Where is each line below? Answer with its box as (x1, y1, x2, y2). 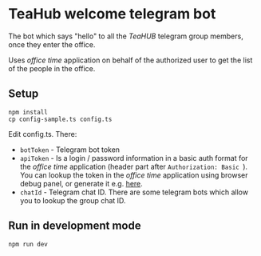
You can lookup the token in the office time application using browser (19, 170, 248, 180)
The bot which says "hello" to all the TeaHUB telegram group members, (8, 31, 243, 41)
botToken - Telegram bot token (19, 145, 121, 154)
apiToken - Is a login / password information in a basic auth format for (19, 153, 249, 162)
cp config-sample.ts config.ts (8, 115, 113, 123)
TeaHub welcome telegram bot (8, 5, 216, 23)
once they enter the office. (8, 39, 96, 49)
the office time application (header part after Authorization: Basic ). (19, 162, 248, 171)
